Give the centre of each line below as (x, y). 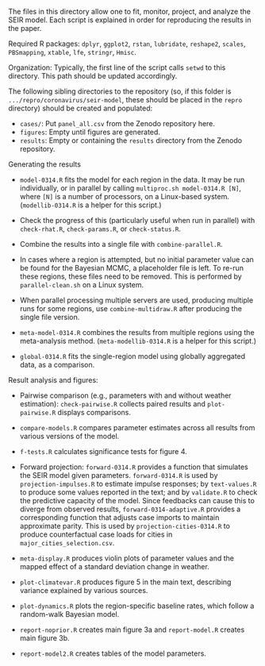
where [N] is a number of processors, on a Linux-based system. (125, 196)
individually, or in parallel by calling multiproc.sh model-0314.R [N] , (131, 188)
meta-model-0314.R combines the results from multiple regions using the (137, 332)
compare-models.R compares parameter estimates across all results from (137, 427)
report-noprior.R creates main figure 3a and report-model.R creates (132, 629)
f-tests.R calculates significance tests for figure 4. (104, 451)
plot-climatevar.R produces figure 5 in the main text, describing (125, 582)
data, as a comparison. (57, 365)
